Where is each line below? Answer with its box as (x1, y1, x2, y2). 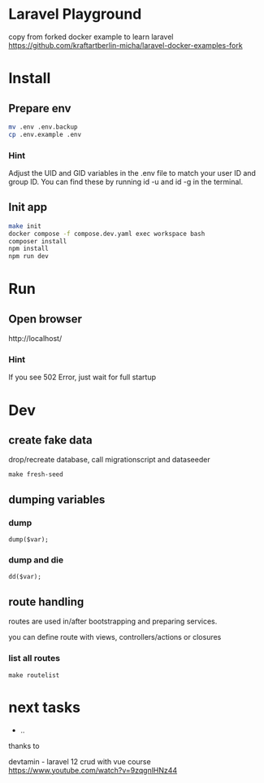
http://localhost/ (8, 334, 63, 343)
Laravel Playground (8, 5, 142, 24)
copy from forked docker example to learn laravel (8, 32, 174, 42)
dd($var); (8, 573, 42, 581)
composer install (8, 237, 67, 245)
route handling (8, 595, 84, 609)
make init (8, 221, 42, 230)
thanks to (8, 741, 40, 750)
